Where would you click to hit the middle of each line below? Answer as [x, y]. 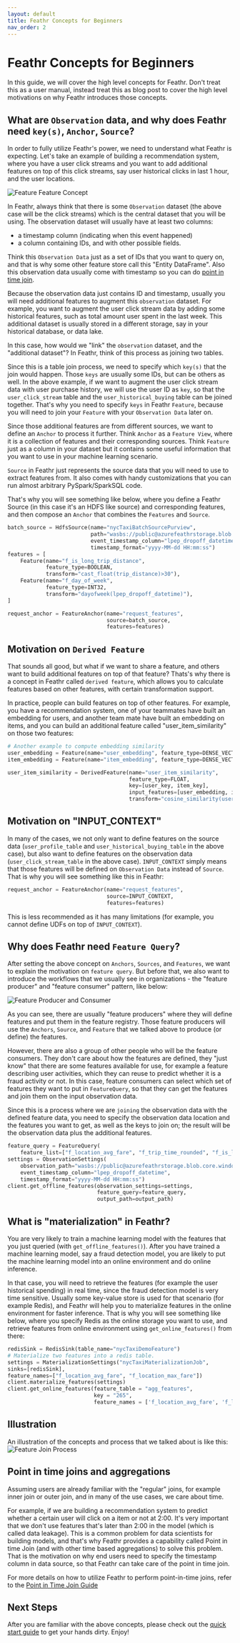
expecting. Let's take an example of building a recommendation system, [113, 156]
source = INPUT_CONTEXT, [140, 896]
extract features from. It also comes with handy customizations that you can [119, 478]
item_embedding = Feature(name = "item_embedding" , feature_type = [105, 759]
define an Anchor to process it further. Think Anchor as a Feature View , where [120, 434]
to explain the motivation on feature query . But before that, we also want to [119, 972]
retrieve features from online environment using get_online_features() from [120, 1328]
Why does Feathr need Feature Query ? [94, 946]
